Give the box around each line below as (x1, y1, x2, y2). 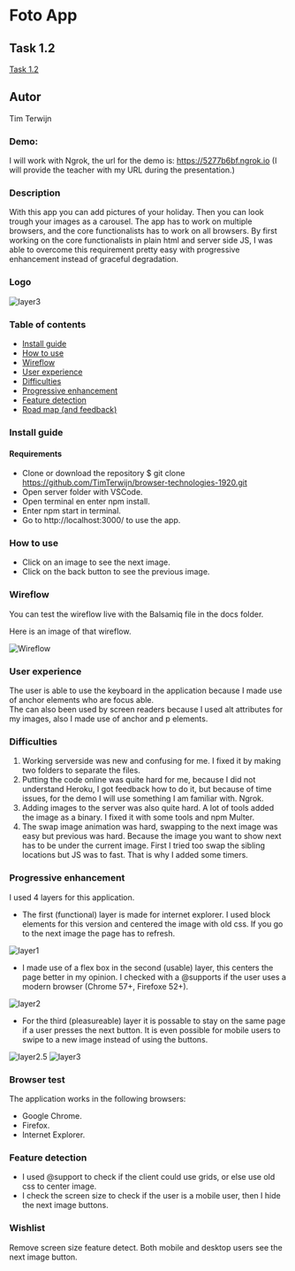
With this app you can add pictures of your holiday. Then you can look (9, 207, 265, 218)
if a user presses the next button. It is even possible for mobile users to (21, 1024, 281, 1036)
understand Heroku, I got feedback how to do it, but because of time (21, 784, 272, 795)
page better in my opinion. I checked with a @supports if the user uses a (21, 971, 287, 982)
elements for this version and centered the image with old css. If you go (21, 918, 284, 929)
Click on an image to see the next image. (21, 557, 170, 567)
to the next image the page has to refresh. (21, 928, 176, 938)
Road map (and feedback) (21, 404, 117, 414)
